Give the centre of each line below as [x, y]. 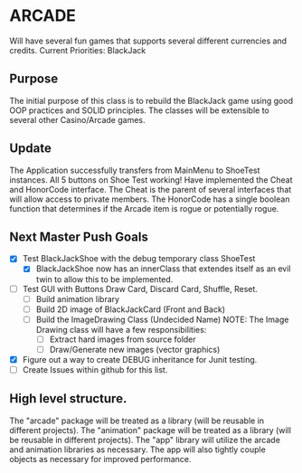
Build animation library [78, 298]
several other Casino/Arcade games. [78, 119]
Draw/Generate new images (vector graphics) [135, 349]
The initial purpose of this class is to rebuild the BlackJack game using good [151, 100]
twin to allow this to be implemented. [104, 279]
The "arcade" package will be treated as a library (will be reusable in [137, 421]
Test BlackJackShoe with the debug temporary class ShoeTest [139, 259]
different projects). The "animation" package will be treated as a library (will [151, 430]
